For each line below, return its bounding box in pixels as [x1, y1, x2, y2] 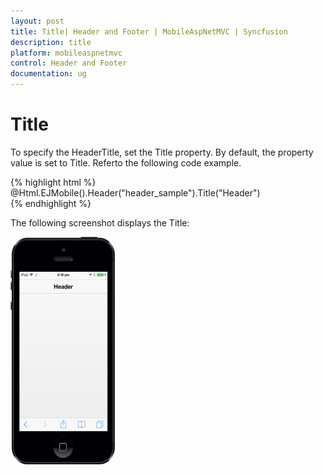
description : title [10, 37, 92, 47]
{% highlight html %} [10, 176, 97, 188]
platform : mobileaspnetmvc [10, 48, 123, 58]
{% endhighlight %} [10, 197, 92, 209]
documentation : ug [10, 69, 87, 79]
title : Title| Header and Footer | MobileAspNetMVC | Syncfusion [10, 26, 288, 37]
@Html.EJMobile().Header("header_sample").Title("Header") [10, 186, 261, 199]
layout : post [10, 16, 65, 26]
